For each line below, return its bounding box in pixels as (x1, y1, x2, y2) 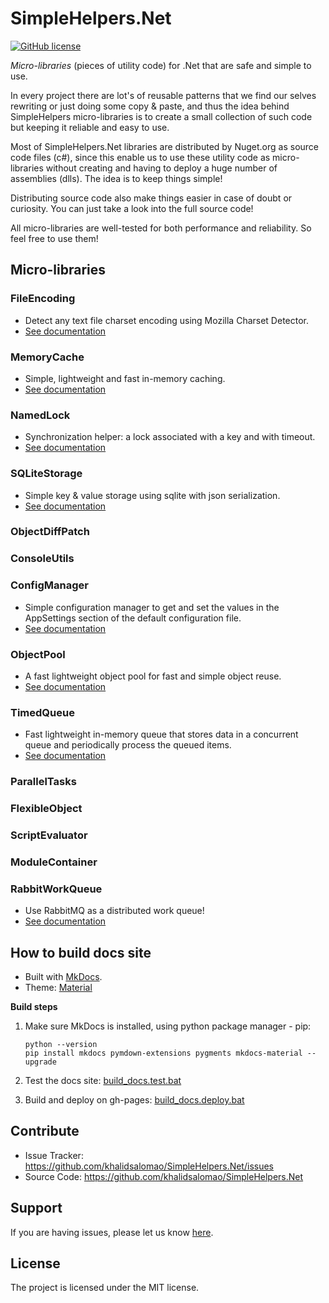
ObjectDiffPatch (10, 525, 90, 539)
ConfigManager (10, 578, 89, 592)
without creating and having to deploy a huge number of (45, 162, 278, 174)
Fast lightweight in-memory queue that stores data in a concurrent (24, 728, 299, 741)
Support (10, 1200, 63, 1217)
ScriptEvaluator (10, 828, 88, 842)
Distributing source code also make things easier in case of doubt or (10, 192, 293, 204)
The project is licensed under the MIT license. (10, 1282, 200, 1294)
